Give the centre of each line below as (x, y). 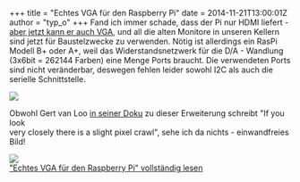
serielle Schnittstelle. (48, 79)
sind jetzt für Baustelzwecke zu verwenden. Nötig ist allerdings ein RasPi (143, 41)
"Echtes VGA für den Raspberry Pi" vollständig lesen (106, 168)
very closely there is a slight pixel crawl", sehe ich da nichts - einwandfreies (149, 132)
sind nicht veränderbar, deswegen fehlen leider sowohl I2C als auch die (141, 70)
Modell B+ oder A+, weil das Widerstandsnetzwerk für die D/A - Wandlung (146, 51)
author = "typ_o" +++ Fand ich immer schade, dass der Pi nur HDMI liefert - (149, 22)
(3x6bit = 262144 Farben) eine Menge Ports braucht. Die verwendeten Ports (150, 60)
